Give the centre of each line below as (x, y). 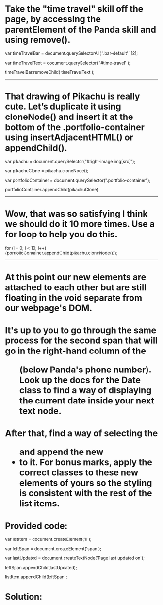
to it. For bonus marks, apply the (86, 462)
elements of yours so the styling (86, 483)
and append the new (61, 452)
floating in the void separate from (73, 298)
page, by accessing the (53, 19)
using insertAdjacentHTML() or (69, 138)
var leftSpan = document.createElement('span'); (53, 549)
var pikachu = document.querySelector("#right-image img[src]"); (70, 161)
